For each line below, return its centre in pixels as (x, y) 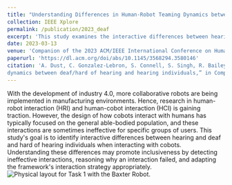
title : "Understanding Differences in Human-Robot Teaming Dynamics (108, 14)
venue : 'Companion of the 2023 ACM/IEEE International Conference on (109, 51)
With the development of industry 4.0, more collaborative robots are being (113, 93)
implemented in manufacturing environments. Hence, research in (99, 101)
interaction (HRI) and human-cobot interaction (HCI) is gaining (112, 108)
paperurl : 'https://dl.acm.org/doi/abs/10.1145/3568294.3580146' (103, 59)
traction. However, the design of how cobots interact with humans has (107, 115)
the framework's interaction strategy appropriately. (79, 166)
